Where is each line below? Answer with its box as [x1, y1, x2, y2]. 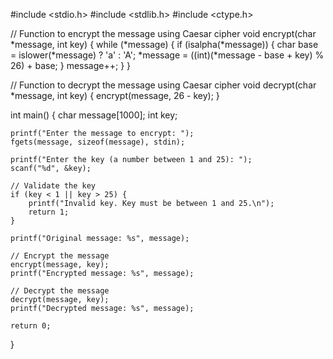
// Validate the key [10, 181, 97, 191]
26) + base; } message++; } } [10, 60, 132, 71]
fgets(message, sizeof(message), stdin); [10, 137, 186, 147]
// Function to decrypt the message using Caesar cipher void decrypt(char [10, 79, 317, 91]
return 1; [28, 207, 70, 217]
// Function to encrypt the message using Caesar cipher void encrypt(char [10, 28, 317, 39]
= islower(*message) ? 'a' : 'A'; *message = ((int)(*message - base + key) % [10, 49, 325, 61]
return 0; [10, 321, 52, 331]
